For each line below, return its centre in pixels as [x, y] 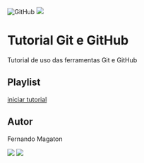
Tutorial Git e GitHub [68, 41]
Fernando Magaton [35, 139]
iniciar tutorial [27, 99]
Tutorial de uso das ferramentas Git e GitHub [72, 60]
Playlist [24, 83]
